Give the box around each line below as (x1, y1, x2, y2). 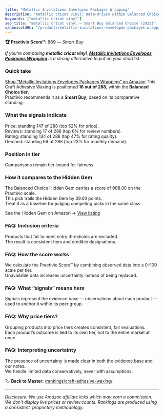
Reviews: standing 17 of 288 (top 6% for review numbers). (5, 128, 122, 134)
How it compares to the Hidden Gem (5, 174, 93, 181)
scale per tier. (5, 267, 33, 273)
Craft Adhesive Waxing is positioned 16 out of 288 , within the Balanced (5, 84, 149, 90)
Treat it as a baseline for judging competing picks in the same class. (5, 201, 142, 207)
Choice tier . (5, 89, 29, 95)
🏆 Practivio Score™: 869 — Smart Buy (5, 39, 84, 45)
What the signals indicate (5, 112, 67, 119)
